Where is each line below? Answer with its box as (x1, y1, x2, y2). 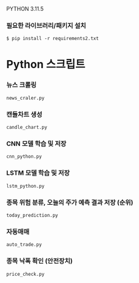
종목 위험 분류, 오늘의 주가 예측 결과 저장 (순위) (6, 198, 134, 206)
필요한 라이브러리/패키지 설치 (6, 21, 86, 30)
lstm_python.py (6, 183, 45, 189)
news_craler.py (6, 95, 45, 101)
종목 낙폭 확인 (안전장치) (6, 257, 73, 265)
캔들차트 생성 (6, 110, 42, 118)
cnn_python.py (6, 154, 42, 160)
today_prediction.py (6, 212, 59, 218)
